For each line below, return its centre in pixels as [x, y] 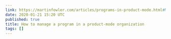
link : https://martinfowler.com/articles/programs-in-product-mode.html [84, 10]
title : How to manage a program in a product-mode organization [75, 24]
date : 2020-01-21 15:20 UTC [35, 15]
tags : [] [15, 29]
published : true [22, 19]
